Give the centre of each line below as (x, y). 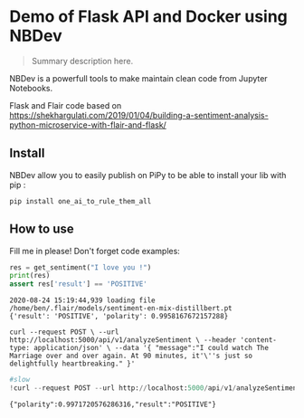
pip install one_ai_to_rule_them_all (81, 201)
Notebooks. (31, 88)
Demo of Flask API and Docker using (148, 17)
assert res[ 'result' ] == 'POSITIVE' (78, 284)
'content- (259, 340)
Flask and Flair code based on (66, 105)
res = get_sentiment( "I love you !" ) (81, 267)
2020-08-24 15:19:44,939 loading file (82, 300)
